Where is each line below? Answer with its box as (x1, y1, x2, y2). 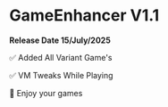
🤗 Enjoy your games (9, 87, 83, 98)
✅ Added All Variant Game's (9, 52, 113, 62)
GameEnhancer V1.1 (9, 5, 160, 26)
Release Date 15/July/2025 (9, 35, 112, 45)
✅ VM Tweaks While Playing (9, 70, 113, 80)
